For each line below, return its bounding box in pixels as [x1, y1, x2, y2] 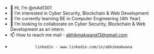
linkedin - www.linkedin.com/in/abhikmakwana [35, 44, 133, 49]
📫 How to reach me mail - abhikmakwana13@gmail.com [10, 32, 128, 38]
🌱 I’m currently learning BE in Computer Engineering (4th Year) [10, 16, 141, 21]
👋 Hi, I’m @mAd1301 [10, 5, 52, 11]
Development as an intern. [10, 26, 65, 32]
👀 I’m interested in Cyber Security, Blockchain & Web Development [10, 10, 149, 16]
